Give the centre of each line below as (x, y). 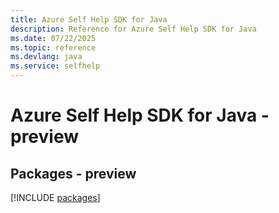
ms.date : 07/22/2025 (53, 38)
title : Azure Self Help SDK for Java (89, 19)
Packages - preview (73, 173)
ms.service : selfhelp (55, 66)
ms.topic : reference (53, 47)
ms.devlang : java (46, 57)
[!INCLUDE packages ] (55, 197)
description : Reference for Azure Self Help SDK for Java (133, 29)
